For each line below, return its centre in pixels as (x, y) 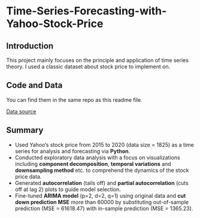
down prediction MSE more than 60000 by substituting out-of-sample (102, 202)
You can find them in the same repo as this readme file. (74, 99)
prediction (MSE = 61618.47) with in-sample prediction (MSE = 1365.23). (104, 208)
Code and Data (34, 85)
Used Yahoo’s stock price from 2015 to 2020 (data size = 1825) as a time (104, 144)
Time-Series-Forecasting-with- (87, 11)
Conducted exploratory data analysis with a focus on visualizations (98, 158)
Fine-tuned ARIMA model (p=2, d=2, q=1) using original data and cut (100, 195)
